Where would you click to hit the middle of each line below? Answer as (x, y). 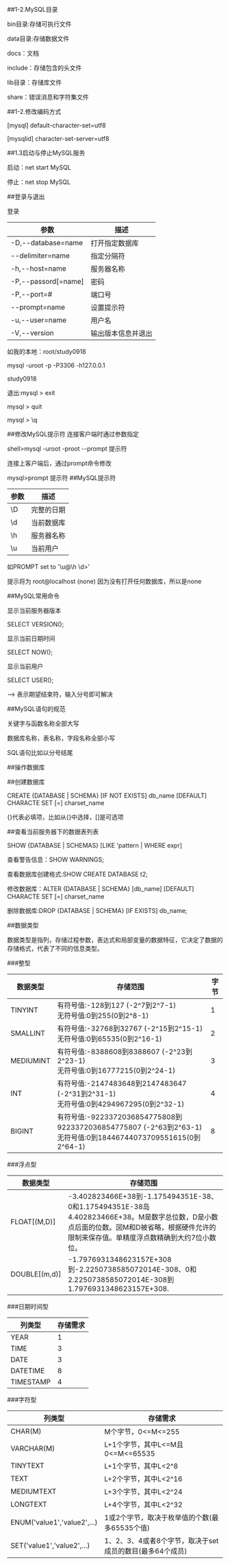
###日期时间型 (28, 1306)
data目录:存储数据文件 (38, 38)
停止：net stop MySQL (39, 182)
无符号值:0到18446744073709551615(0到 (129, 1137)
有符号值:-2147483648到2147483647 (122, 1083)
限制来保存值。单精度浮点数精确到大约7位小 (139, 1238)
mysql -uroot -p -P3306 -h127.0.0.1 (56, 365)
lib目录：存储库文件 (35, 82)
